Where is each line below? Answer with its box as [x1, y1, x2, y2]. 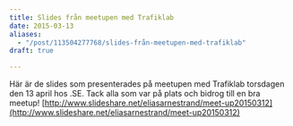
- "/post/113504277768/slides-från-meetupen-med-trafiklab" [17, 38, 246, 47]
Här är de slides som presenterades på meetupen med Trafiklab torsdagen [9, 79, 285, 89]
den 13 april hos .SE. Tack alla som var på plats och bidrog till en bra [9, 88, 261, 99]
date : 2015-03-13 [9, 21, 74, 30]
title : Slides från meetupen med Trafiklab [9, 13, 175, 22]
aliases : [9, 29, 42, 38]
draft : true [9, 46, 54, 55]
